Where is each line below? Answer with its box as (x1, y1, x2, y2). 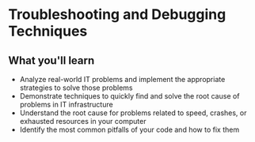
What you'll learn (8, 54, 95, 67)
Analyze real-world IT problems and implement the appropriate (19, 75, 226, 84)
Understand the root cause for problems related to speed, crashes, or (19, 108, 247, 118)
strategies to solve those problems (19, 83, 133, 92)
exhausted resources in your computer (19, 117, 147, 125)
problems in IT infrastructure (19, 100, 113, 109)
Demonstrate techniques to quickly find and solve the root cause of (19, 92, 240, 100)
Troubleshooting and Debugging (8, 6, 226, 24)
